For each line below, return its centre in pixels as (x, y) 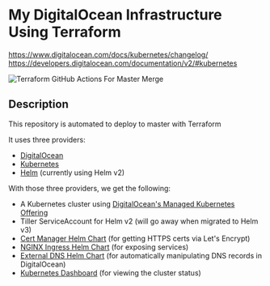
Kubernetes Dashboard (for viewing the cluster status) (111, 272)
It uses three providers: (47, 139)
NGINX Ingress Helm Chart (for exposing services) (104, 247)
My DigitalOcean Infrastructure (115, 15)
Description (38, 104)
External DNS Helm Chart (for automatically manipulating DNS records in (141, 255)
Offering (34, 212)
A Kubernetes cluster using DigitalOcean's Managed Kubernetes (127, 203)
